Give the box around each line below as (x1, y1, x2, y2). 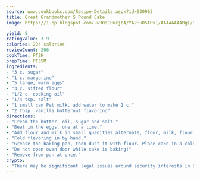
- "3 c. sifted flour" (6, 85, 62, 92)
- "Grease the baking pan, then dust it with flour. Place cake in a (6, 141, 183, 147)
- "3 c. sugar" (6, 69, 44, 75)
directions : (6, 113, 36, 119)
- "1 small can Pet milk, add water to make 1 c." (6, 102, 135, 108)
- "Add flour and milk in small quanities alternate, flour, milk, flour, (6, 130, 196, 136)
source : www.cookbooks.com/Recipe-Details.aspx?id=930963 (6, 8, 153, 15)
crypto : (6, 157, 26, 163)
